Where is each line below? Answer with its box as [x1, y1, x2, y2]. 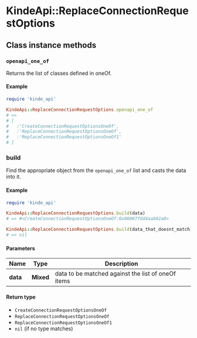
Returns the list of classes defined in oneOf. [6, 69, 112, 77]
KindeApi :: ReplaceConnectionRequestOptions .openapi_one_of [6, 107, 154, 112]
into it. [6, 173, 22, 180]
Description [104, 260, 138, 268]
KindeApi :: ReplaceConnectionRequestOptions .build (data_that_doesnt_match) [6, 227, 193, 233]
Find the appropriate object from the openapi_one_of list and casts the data [6, 167, 186, 174]
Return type [6, 293, 36, 300]
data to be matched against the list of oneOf [55, 270, 176, 278]
